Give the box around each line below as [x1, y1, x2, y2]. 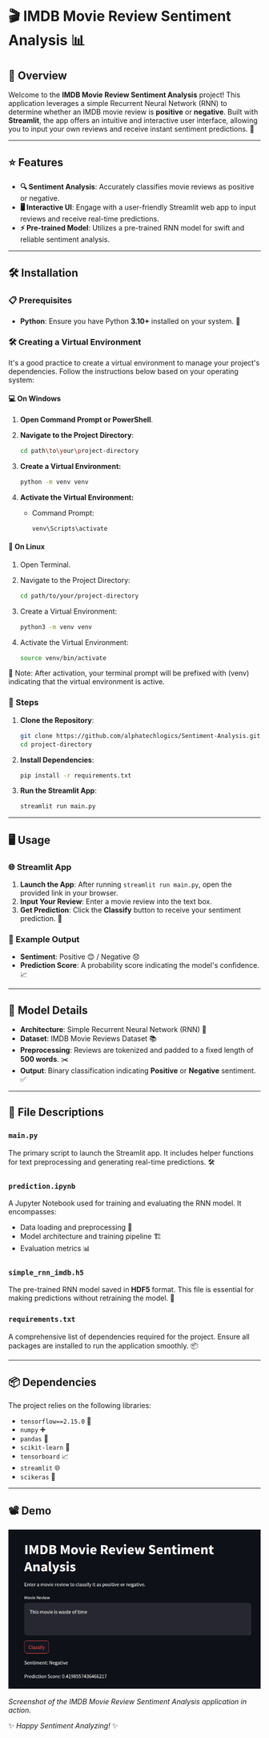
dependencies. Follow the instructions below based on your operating [8, 366, 239, 376]
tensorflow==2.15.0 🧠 [19, 1416, 92, 1426]
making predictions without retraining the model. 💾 [8, 1293, 175, 1303]
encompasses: [8, 1207, 58, 1217]
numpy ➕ [19, 1425, 46, 1434]
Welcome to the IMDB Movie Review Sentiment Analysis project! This [8, 90, 241, 100]
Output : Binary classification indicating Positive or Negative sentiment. [19, 1066, 256, 1075]
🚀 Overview [8, 68, 67, 82]
